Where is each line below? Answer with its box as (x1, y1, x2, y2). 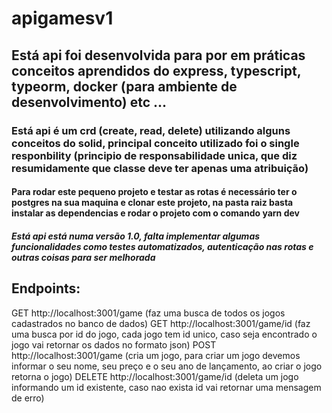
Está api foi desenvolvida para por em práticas (11, 47, 306, 64)
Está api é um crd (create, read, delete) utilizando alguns (11, 123, 291, 137)
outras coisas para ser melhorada (11, 251, 156, 263)
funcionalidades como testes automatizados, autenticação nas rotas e (11, 240, 314, 252)
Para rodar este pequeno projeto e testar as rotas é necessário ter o (11, 186, 298, 198)
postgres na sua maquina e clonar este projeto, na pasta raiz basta (11, 197, 294, 209)
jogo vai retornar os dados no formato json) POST (11, 338, 217, 351)
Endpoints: (11, 280, 81, 297)
